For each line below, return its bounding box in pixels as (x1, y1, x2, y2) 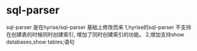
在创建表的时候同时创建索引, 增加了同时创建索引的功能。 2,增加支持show (6, 30, 185, 38)
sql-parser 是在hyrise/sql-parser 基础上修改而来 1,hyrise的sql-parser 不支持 (6, 23, 192, 30)
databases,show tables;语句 (6, 38, 75, 45)
